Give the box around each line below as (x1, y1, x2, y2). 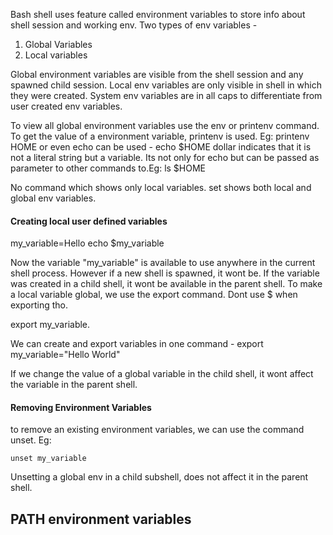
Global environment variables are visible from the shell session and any (10, 69, 304, 80)
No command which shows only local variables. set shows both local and (10, 182, 312, 193)
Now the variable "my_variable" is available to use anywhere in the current (10, 257, 316, 269)
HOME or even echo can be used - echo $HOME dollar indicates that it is (10, 141, 312, 153)
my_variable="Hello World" (10, 349, 121, 361)
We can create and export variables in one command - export (10, 338, 264, 350)
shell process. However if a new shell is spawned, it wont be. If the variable (10, 267, 320, 279)
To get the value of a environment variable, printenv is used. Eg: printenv (10, 130, 310, 142)
